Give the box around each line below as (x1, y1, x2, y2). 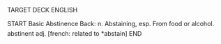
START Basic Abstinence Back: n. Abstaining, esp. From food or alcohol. (7, 20, 215, 27)
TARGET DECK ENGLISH (7, 6, 78, 14)
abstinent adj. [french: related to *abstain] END (7, 30, 142, 37)
